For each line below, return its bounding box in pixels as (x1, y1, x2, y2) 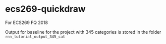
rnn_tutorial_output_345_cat (5, 34, 65, 39)
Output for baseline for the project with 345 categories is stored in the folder (5, 29, 162, 35)
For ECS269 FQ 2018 (5, 20, 48, 25)
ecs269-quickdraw (5, 3, 86, 15)
